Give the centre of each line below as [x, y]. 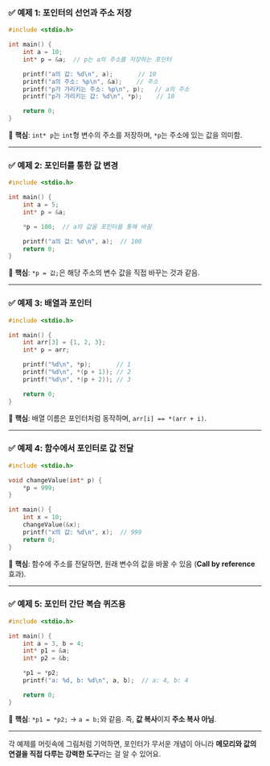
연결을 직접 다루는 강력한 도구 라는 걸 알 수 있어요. [85, 754]
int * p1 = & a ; [46, 651]
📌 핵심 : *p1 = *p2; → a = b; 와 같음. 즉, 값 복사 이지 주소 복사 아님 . [112, 718]
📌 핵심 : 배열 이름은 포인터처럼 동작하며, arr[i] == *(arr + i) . [108, 418]
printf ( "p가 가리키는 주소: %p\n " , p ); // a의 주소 [106, 89]
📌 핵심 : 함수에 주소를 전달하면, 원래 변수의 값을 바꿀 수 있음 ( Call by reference [132, 564]
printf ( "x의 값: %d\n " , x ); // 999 [82, 532]
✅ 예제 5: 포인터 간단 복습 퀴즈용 [67, 604]
